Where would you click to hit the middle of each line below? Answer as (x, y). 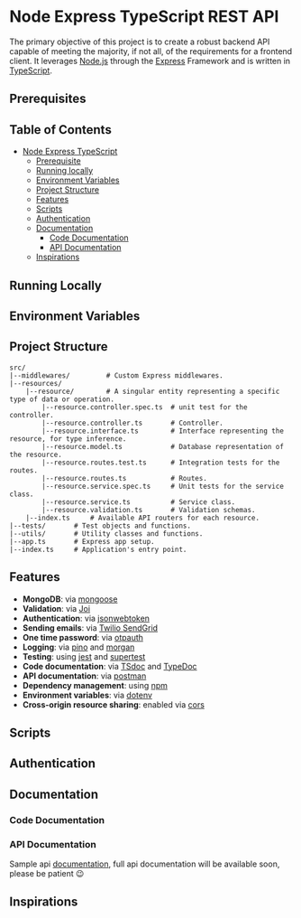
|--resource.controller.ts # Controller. (132, 423)
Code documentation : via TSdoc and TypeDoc (109, 666)
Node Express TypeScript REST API (144, 17)
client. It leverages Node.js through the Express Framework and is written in (150, 61)
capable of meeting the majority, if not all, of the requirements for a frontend (151, 51)
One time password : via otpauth (83, 637)
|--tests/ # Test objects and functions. (100, 526)
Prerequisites (48, 99)
